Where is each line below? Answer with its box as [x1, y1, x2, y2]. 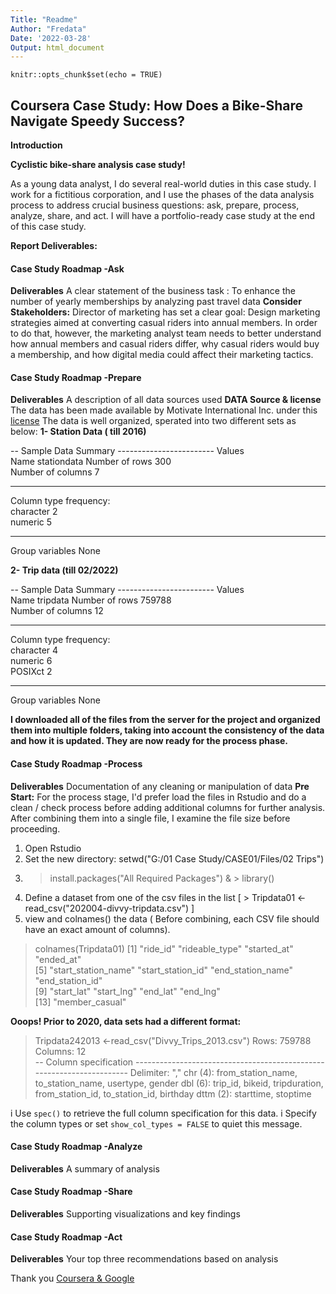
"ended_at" [34, 953, 82, 965]
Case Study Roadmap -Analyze [10, 1141, 143, 1153]
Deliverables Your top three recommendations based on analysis [10, 1253, 279, 1265]
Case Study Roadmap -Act [10, 1231, 123, 1243]
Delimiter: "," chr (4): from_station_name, [129, 1066, 298, 1078]
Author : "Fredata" [10, 24, 87, 34]
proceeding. [10, 822, 61, 835]
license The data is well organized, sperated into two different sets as [10, 415, 297, 427]
